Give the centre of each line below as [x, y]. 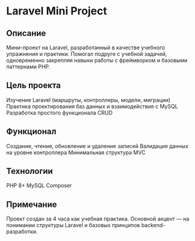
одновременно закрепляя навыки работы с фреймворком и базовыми [97, 60]
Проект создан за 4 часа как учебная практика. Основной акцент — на [98, 219]
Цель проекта [34, 85]
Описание [26, 33]
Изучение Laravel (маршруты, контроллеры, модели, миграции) [88, 100]
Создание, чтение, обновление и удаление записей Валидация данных [97, 146]
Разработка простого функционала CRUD [59, 113]
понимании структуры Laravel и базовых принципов [73, 225]
